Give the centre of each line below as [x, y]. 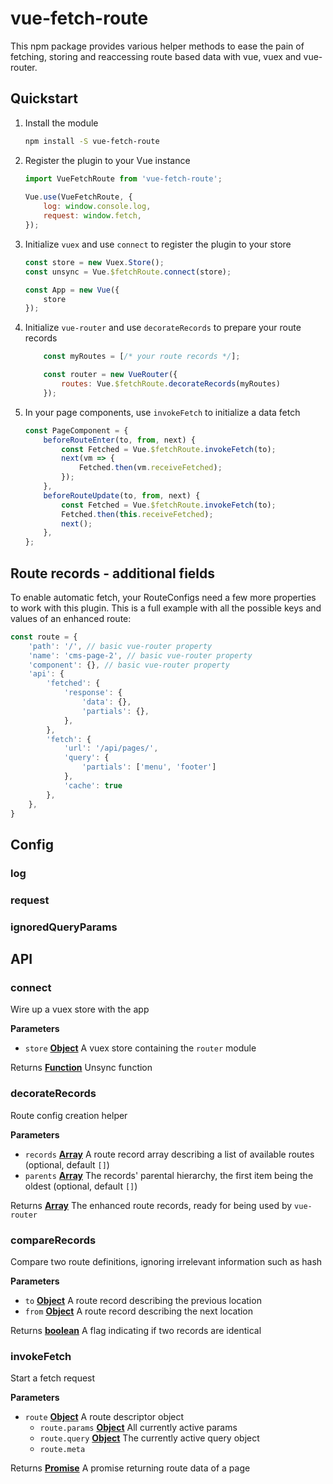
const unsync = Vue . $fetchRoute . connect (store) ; [128, 272]
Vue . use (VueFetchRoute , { [78, 197]
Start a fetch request [53, 1378]
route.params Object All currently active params [138, 1428]
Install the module [61, 123]
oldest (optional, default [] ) [81, 1186]
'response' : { [93, 693]
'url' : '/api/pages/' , [111, 748]
